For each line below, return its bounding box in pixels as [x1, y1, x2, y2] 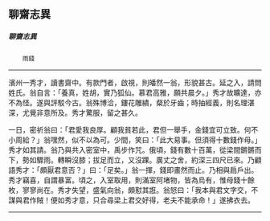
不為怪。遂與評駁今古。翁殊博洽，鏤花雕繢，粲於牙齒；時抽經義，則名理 [8, 98, 247, 108]
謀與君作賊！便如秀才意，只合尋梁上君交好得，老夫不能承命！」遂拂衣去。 [8, 195, 255, 205]
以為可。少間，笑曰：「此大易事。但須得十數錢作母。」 [85, 135, 262, 145]
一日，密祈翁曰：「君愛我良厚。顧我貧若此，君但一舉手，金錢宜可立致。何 [8, 125, 252, 135]
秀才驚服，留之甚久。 [71, 108, 142, 118]
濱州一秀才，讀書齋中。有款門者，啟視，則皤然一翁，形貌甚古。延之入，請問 [8, 78, 262, 88]
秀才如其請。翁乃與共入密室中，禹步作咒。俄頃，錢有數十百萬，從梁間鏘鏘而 [8, 145, 262, 155]
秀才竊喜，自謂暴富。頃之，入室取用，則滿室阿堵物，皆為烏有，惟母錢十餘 [8, 175, 255, 185]
